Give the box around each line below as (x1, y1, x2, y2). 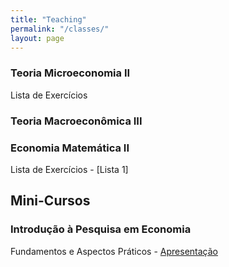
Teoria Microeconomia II (10, 66, 131, 80)
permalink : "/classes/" (10, 24, 110, 34)
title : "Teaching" (10, 14, 87, 25)
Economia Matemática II (10, 141, 130, 155)
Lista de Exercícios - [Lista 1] (10, 163, 129, 175)
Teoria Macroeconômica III (10, 114, 143, 128)
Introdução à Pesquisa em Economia (10, 222, 192, 236)
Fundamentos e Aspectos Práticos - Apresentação (10, 245, 218, 257)
